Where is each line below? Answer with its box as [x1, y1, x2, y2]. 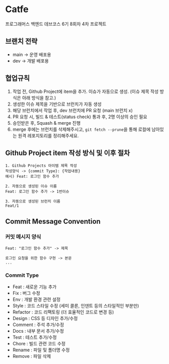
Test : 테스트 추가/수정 [12, 334, 57, 340]
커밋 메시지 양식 [5, 233, 41, 240]
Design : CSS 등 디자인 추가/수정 [12, 316, 78, 322]
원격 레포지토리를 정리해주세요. [18, 132, 79, 138]
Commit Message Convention [5, 217, 101, 226]
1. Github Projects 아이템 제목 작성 [5, 163, 77, 169]
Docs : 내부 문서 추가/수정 [12, 328, 64, 334]
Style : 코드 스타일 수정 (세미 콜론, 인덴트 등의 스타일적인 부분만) [12, 303, 139, 309]
